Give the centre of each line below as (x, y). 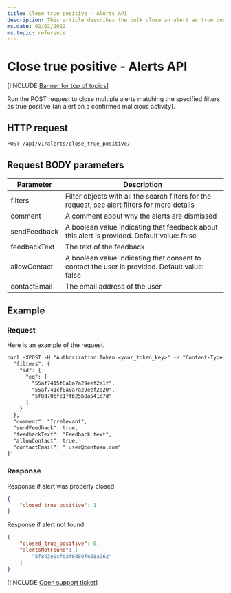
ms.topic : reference (37, 33)
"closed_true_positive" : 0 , (59, 544)
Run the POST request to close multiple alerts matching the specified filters (114, 99)
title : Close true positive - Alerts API (67, 13)
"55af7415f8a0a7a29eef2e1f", (74, 383)
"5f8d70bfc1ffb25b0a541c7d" (72, 396)
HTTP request (38, 128)
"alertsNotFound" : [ (49, 550)
